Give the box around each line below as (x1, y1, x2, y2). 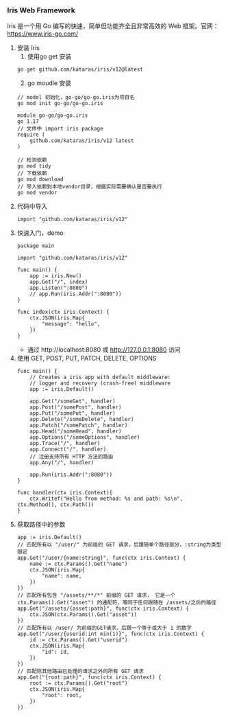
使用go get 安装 (27, 52, 72, 60)
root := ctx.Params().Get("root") (29, 680, 128, 687)
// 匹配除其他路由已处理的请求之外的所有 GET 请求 (16, 668, 144, 675)
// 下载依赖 (16, 170, 47, 177)
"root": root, (42, 692, 82, 699)
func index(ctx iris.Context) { (16, 308, 110, 316)
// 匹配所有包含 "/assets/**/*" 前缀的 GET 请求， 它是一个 (16, 592, 176, 599)
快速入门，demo (16, 229, 64, 237)
